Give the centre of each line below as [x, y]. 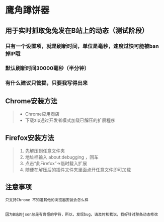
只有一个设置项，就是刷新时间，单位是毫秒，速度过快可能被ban [82, 46]
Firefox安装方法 [30, 138]
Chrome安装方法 [31, 101]
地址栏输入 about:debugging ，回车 [62, 157]
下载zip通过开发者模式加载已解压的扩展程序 [70, 120]
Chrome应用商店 [42, 114]
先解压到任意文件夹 [45, 151]
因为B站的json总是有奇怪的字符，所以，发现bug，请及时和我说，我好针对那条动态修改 [82, 214]
